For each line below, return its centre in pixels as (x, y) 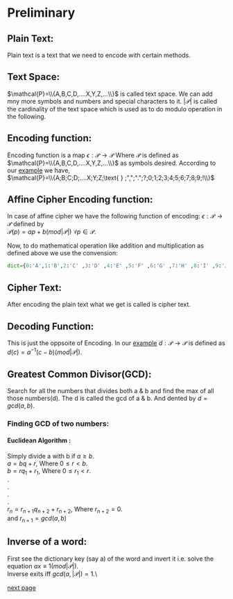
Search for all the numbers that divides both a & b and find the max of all (111, 391)
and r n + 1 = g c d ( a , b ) (37, 519)
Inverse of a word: (47, 542)
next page (21, 588)
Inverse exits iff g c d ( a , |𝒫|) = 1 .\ (52, 574)
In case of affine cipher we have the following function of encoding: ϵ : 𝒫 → (115, 216)
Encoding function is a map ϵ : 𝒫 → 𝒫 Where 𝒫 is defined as (93, 155)
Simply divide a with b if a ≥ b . (51, 456)
